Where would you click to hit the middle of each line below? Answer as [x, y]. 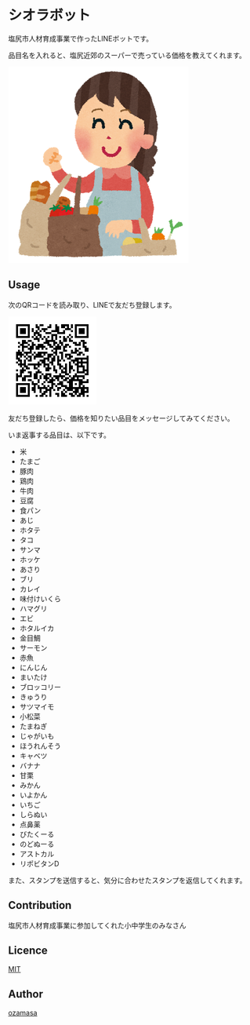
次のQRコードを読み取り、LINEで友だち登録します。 [92, 305]
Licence [28, 950]
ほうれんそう [40, 746]
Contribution [40, 905]
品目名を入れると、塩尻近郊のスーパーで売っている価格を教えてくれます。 [127, 55]
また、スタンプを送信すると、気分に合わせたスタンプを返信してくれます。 [127, 880]
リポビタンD [39, 863]
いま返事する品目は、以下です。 [60, 435]
